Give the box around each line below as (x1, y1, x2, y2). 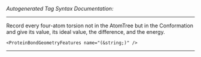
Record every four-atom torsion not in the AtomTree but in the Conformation (6, 22, 193, 29)
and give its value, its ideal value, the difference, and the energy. (6, 28, 166, 35)
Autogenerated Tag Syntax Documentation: (6, 5, 114, 12)
